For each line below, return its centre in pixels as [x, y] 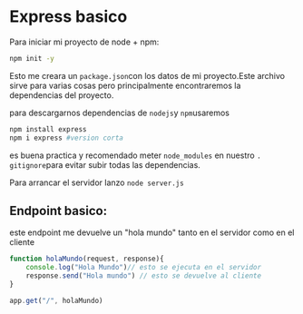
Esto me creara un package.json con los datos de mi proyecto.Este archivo [147, 75]
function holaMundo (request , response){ [87, 259]
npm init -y [32, 58]
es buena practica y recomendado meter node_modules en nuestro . [135, 155]
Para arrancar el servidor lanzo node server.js [97, 182]
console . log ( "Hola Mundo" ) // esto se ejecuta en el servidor [143, 268]
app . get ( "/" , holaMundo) [56, 300]
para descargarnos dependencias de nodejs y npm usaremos [119, 113]
